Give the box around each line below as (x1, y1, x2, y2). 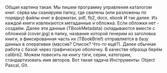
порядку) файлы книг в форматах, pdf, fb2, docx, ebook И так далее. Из (5, 15, 158, 20)
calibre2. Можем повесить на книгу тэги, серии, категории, (5, 52, 132, 58)
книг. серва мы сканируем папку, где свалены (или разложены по (5, 9, 147, 15)
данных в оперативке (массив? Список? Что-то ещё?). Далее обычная (5, 41, 156, 47)
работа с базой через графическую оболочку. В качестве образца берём (5, 47, 163, 52)
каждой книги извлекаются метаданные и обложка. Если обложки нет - (5, 20, 160, 26)
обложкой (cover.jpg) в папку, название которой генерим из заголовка (5, 31, 156, 36)
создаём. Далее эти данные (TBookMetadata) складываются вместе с (5, 25, 156, 31)
